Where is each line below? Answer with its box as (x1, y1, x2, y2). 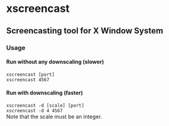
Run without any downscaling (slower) (6, 59, 104, 66)
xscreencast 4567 (6, 76, 50, 82)
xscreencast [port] (6, 71, 55, 78)
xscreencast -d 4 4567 (6, 107, 63, 113)
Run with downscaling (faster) (6, 89, 83, 97)
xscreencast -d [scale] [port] (6, 102, 84, 109)
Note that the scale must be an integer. (6, 113, 102, 120)
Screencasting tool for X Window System (6, 26, 164, 36)
